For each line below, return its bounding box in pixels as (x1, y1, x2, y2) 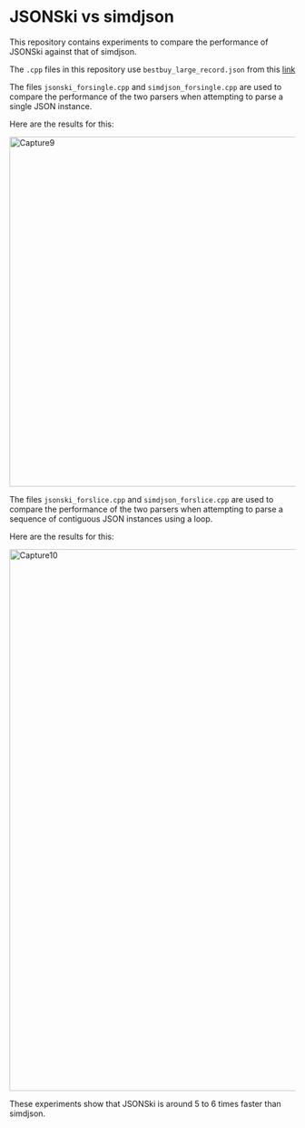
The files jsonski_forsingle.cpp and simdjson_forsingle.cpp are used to (9, 81, 282, 92)
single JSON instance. (9, 100, 93, 111)
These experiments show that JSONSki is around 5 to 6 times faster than (9, 1098, 281, 1109)
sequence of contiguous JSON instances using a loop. (9, 513, 213, 524)
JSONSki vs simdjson (9, 6, 174, 27)
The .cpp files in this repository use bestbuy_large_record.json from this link (9, 64, 296, 75)
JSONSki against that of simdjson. (9, 46, 137, 56)
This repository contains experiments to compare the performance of (9, 36, 269, 47)
